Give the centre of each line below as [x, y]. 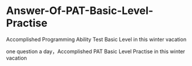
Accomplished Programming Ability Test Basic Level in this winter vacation [96, 39]
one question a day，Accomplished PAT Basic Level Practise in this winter [96, 51]
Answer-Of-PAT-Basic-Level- [80, 11]
